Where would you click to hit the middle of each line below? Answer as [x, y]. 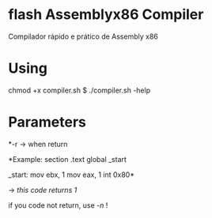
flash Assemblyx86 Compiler [106, 15]
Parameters [47, 122]
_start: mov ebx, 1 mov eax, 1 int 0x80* [71, 175]
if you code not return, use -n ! [58, 205]
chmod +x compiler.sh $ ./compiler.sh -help [79, 90]
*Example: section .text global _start [67, 159]
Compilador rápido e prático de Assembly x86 [83, 36]
